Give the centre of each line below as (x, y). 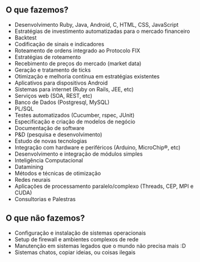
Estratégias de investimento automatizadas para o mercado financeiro (102, 31)
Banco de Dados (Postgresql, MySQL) (62, 102)
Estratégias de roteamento (48, 57)
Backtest (26, 37)
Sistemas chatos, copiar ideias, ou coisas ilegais (75, 252)
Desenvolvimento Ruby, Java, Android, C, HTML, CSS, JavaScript (96, 24)
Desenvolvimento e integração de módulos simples (79, 154)
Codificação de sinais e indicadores (59, 44)
